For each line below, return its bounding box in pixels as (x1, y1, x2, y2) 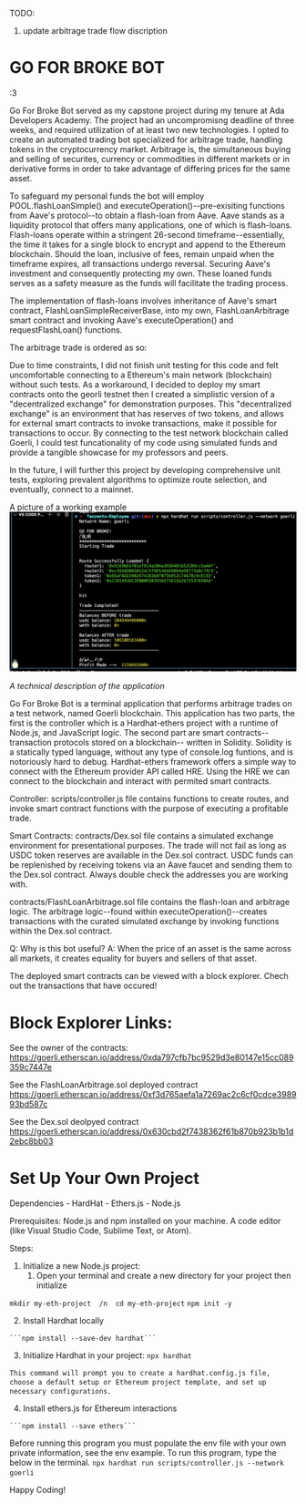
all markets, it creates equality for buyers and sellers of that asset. (9, 953, 258, 964)
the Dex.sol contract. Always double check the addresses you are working (9, 870, 289, 881)
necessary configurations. (9, 1387, 112, 1396)
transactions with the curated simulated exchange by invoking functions (9, 916, 280, 927)
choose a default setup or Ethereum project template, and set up (9, 1378, 267, 1387)
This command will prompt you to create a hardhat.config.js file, (9, 1369, 271, 1378)
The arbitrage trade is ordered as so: (9, 342, 148, 353)
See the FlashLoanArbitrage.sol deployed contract (9, 1079, 199, 1090)
